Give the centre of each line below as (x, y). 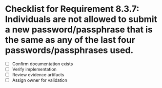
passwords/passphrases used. (69, 50)
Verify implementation (34, 69)
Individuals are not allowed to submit (81, 19)
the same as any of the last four (70, 40)
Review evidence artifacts (38, 75)
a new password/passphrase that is (79, 30)
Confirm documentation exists (42, 64)
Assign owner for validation (40, 80)
